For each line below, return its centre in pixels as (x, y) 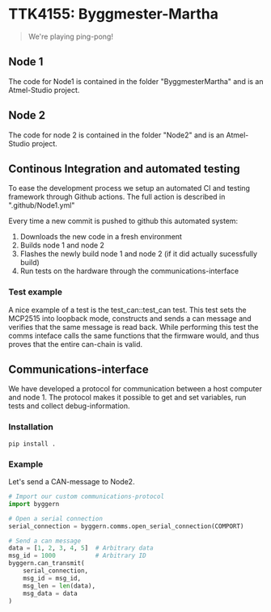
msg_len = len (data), (59, 586)
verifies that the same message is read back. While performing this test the (133, 327)
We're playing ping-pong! (70, 36)
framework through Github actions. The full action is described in (117, 197)
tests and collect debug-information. (69, 406)
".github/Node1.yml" (42, 205)
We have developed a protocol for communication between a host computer (135, 389)
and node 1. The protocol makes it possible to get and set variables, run (127, 398)
